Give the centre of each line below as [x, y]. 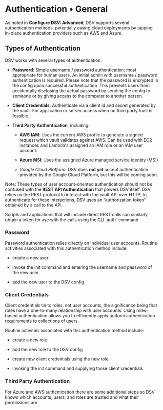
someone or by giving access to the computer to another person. [77, 96]
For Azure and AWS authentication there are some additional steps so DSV [80, 392]
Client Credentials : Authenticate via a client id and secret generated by [84, 105]
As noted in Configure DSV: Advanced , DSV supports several [67, 23]
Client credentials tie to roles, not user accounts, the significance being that [81, 306]
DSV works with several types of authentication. [53, 60]
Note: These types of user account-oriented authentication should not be [79, 184]
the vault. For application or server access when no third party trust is [82, 110]
